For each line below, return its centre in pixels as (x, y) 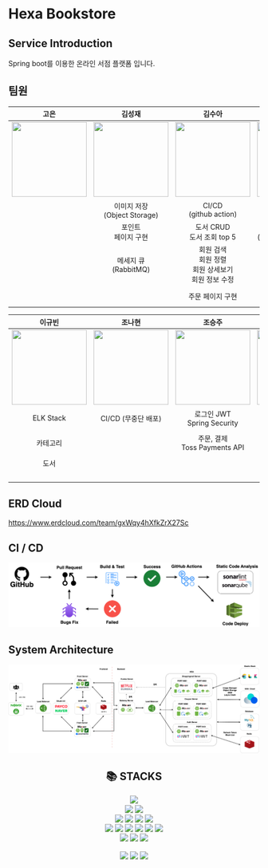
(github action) (213, 214)
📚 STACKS (134, 777)
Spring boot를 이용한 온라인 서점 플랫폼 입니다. (82, 63)
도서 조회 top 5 (213, 237)
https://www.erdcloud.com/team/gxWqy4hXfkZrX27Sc (99, 523)
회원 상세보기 (213, 270)
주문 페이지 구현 (213, 297)
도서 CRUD (213, 227)
